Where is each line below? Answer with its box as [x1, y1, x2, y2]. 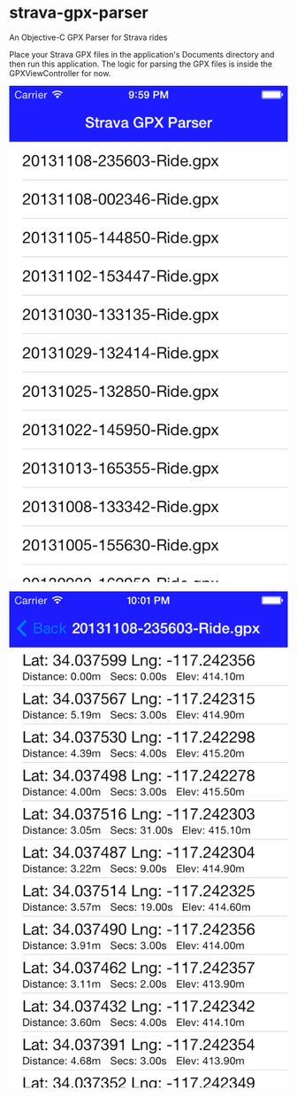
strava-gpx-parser [9, 3, 148, 23]
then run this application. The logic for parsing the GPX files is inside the [9, 58, 272, 69]
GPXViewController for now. [9, 67, 111, 78]
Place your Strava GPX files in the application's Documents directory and [9, 49, 275, 59]
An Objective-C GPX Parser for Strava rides [9, 32, 168, 43]
